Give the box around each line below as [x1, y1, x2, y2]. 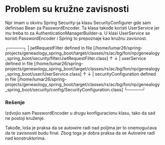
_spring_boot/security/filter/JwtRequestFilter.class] [5, 55, 108, 61]
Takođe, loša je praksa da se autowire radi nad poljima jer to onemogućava [5, 125, 157, 131]
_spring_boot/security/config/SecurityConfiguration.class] [5, 87, 123, 92]
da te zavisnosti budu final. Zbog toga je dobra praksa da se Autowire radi [5, 130, 155, 136]
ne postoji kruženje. [5, 116, 45, 121]
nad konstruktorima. [5, 135, 46, 141]
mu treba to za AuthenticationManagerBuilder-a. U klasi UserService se [5, 30, 150, 36]
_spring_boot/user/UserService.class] [5, 71, 82, 77]
